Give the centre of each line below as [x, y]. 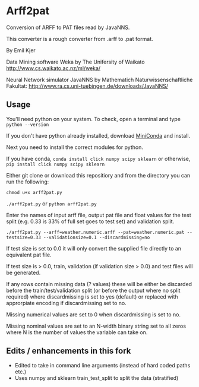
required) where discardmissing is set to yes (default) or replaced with [92, 296]
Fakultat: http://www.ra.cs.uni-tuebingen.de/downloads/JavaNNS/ [87, 86]
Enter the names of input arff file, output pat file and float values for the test [99, 215]
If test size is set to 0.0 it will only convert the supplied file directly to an [94, 248]
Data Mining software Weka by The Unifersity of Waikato [75, 62]
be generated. [23, 272]
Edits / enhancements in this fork [69, 351]
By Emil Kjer [21, 50]
